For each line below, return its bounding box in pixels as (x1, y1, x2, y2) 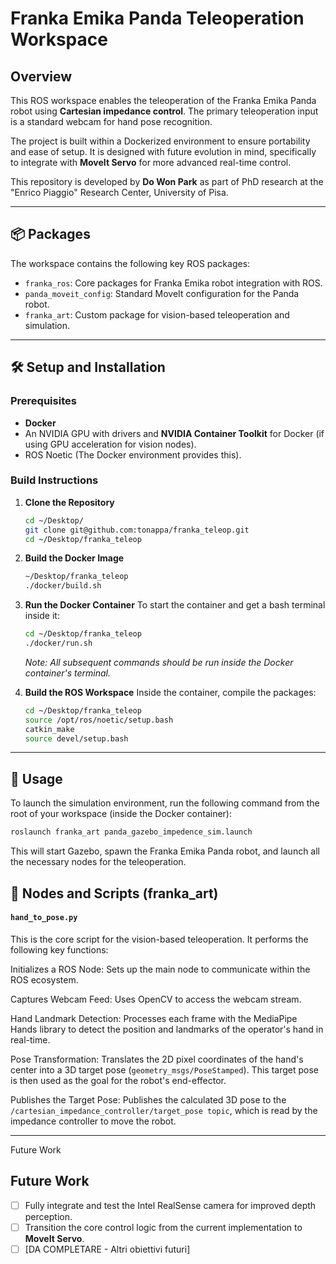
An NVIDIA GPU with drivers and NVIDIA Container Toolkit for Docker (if (24, 427, 325, 439)
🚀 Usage (10, 770, 63, 787)
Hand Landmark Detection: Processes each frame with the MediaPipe (10, 1012, 298, 1024)
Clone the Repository (24, 496, 115, 508)
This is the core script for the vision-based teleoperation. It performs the (10, 933, 309, 945)
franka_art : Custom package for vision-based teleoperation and (24, 308, 290, 321)
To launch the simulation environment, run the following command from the (10, 797, 320, 809)
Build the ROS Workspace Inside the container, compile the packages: (24, 686, 317, 698)
